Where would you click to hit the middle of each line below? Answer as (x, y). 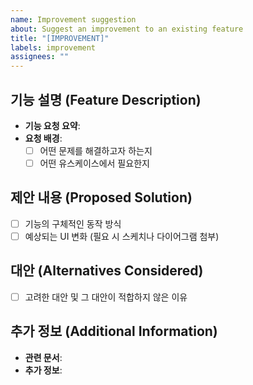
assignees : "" (40, 57)
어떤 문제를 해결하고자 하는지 (96, 150)
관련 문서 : (43, 357)
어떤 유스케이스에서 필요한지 (94, 163)
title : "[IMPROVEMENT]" (60, 38)
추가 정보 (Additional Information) (114, 331)
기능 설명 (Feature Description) (106, 99)
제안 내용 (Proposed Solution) (101, 197)
